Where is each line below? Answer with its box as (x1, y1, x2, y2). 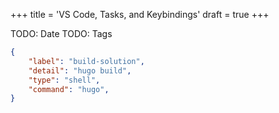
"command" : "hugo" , (28, 84, 110, 94)
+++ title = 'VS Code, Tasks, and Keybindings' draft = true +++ (10, 9, 270, 20)
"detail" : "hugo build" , (28, 65, 132, 76)
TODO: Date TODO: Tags (10, 28, 113, 39)
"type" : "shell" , (28, 75, 101, 85)
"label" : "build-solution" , (28, 56, 145, 66)
